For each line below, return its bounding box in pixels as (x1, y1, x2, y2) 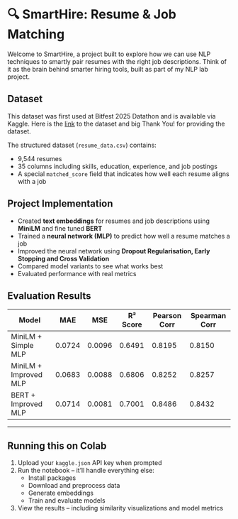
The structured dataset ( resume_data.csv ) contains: (7, 141, 157, 149)
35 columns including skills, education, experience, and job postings (17, 162, 218, 170)
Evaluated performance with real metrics (17, 269, 137, 278)
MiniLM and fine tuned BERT (17, 224, 103, 232)
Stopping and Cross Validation (17, 254, 110, 263)
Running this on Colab (7, 439, 107, 452)
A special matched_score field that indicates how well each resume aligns (17, 169, 229, 178)
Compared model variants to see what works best (17, 261, 164, 271)
